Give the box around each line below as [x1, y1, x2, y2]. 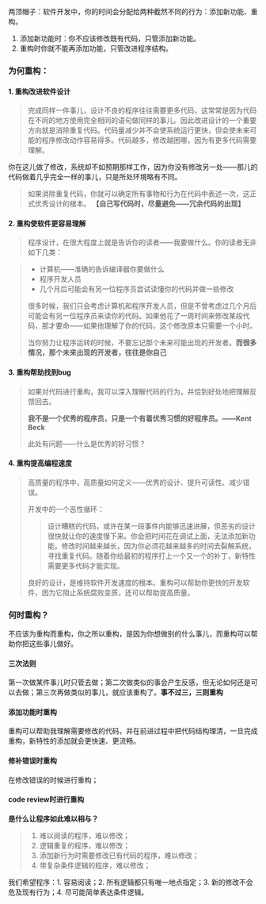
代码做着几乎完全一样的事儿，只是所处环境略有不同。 [8, 172, 182, 182]
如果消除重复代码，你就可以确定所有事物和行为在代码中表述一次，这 [27, 189, 250, 198]
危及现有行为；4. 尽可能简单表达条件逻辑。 [8, 887, 149, 897]
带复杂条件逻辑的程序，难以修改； [39, 860, 151, 870]
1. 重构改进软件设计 [8, 87, 71, 96]
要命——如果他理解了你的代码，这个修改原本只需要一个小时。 [55, 321, 257, 331]
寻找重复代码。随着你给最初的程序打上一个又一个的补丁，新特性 [47, 551, 256, 560]
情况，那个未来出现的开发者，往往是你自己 [27, 348, 167, 357]
